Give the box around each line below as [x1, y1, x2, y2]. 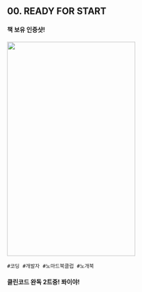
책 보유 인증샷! [7, 25, 46, 34]
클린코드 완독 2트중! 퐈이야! [7, 278, 80, 287]
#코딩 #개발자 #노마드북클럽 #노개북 [7, 263, 94, 269]
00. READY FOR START [7, 5, 107, 17]
